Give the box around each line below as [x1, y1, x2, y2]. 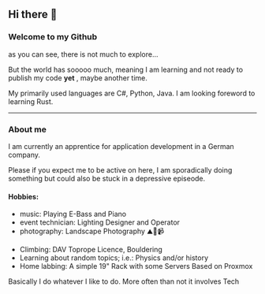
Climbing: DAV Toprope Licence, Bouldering [19, 245, 163, 255]
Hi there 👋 [8, 8, 58, 21]
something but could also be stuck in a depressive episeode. [8, 173, 206, 183]
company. [8, 150, 41, 159]
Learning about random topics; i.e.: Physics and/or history [19, 253, 209, 262]
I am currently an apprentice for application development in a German [8, 141, 234, 151]
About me [8, 124, 47, 135]
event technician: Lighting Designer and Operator [19, 218, 180, 227]
